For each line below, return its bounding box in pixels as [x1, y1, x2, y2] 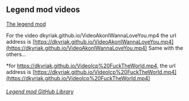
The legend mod [6, 20, 46, 27]
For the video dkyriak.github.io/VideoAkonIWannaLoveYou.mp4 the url [6, 32, 177, 39]
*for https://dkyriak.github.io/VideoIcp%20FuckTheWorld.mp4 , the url [6, 62, 175, 69]
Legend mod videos [6, 5, 81, 15]
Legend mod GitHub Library [6, 88, 74, 95]
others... [6, 50, 26, 58]
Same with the [148, 44, 184, 51]
